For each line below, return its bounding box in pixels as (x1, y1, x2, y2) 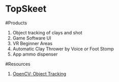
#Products (5, 20, 27, 26)
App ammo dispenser (12, 51, 58, 57)
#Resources (5, 61, 31, 67)
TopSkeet (5, 3, 47, 15)
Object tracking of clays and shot (12, 29, 82, 35)
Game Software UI (12, 35, 51, 41)
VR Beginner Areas (12, 40, 52, 46)
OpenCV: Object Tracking (12, 70, 67, 76)
